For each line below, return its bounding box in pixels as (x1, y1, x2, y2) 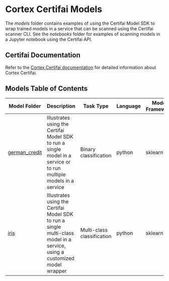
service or (47, 158, 71, 165)
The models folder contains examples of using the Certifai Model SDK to (5, 20, 155, 26)
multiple (47, 171, 66, 178)
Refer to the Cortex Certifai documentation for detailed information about (5, 64, 156, 70)
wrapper (47, 267, 67, 274)
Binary (80, 145, 96, 152)
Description (47, 102, 75, 109)
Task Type (83, 102, 109, 109)
